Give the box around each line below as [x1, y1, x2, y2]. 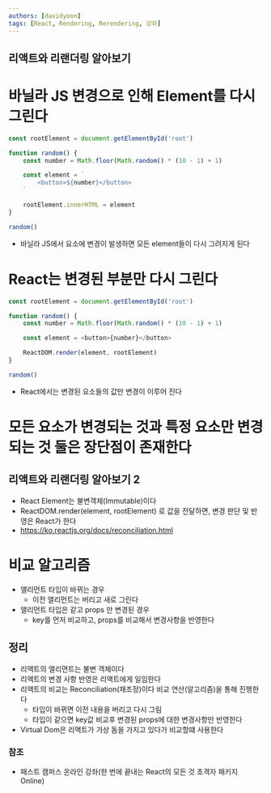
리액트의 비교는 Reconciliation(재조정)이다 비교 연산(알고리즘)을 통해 [19, 684, 238, 693]
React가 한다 [35, 516, 77, 526]
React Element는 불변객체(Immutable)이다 [19, 496, 157, 505]
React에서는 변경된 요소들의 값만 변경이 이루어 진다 [19, 386, 182, 396]
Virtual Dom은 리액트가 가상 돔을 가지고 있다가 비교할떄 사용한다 [19, 724, 224, 734]
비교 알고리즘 [8, 556, 91, 574]
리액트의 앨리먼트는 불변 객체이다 [19, 663, 125, 673]
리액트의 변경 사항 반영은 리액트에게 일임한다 [19, 674, 162, 684]
